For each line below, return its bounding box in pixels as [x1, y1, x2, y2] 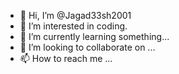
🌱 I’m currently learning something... [19, 31, 170, 42]
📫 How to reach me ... [19, 53, 113, 64]
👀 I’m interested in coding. [19, 20, 128, 32]
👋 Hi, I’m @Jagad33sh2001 [19, 10, 132, 21]
